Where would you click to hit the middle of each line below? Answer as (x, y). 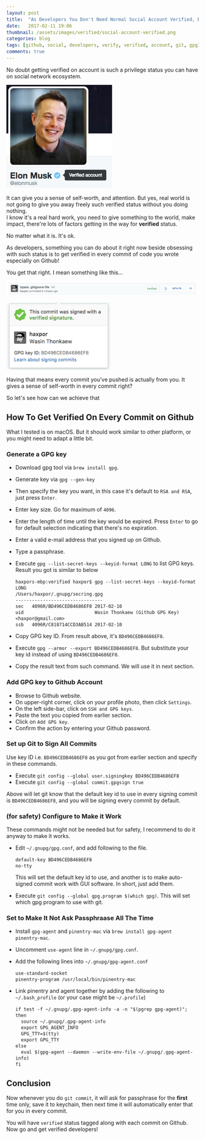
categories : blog (28, 39)
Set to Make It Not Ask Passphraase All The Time (80, 918)
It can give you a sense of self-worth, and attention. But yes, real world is (98, 198)
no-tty (23, 866)
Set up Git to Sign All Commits (52, 744)
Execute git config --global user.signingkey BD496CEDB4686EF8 (97, 775)
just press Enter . (36, 498)
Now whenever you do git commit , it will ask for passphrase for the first (97, 1098)
